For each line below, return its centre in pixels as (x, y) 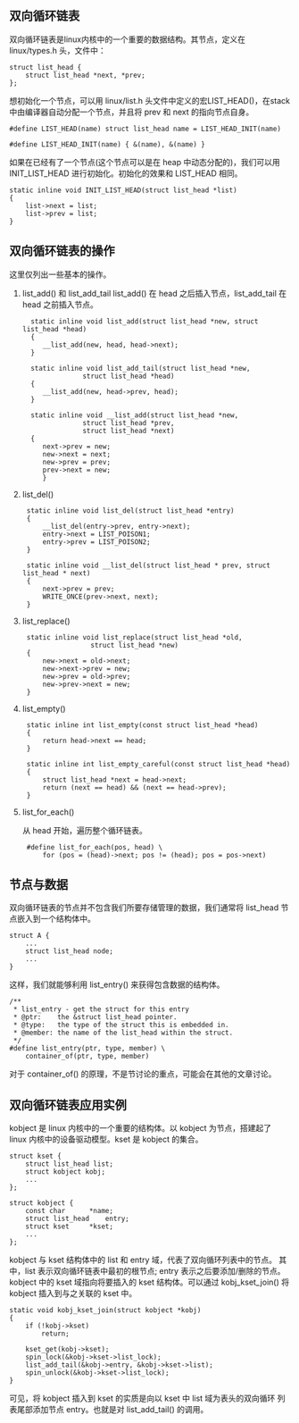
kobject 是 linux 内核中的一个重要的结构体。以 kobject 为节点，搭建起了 (141, 1128)
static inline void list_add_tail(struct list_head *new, (141, 368)
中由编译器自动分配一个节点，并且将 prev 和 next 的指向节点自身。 (132, 112)
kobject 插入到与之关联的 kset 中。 (73, 1293)
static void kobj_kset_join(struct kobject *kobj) (105, 1310)
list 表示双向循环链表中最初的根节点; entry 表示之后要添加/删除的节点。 (155, 1271)
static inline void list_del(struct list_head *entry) (130, 511)
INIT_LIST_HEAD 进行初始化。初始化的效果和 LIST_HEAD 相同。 (126, 173)
